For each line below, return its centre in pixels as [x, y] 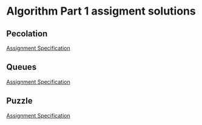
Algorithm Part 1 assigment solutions [101, 11]
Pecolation [27, 34]
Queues [22, 67]
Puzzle [19, 101]
